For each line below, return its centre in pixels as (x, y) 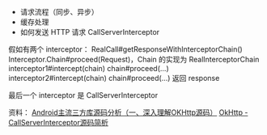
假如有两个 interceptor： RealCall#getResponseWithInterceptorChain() (125, 49)
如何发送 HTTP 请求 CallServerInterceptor (90, 32)
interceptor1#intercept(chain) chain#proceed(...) (89, 68)
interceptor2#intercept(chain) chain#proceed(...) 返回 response (114, 78)
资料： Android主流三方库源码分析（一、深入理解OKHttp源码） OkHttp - (128, 112)
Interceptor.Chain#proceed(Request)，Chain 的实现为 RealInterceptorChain (134, 59)
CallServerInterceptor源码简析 (59, 122)
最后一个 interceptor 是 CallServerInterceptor (83, 95)
